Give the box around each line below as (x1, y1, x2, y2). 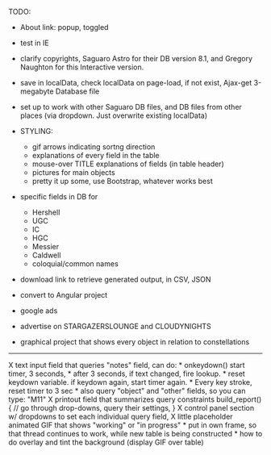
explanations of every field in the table (31, 151, 160, 160)
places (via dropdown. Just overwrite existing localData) (19, 111, 208, 120)
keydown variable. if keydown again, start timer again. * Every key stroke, (8, 378, 252, 386)
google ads (19, 306, 58, 315)
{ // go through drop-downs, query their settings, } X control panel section (8, 403, 255, 412)
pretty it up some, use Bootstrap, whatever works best (31, 177, 213, 186)
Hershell (31, 207, 60, 217)
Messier (31, 242, 60, 251)
